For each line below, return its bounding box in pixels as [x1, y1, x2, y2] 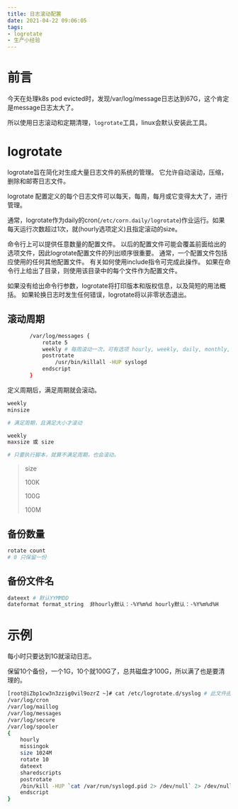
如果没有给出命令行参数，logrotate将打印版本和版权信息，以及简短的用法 [7, 282, 220, 290]
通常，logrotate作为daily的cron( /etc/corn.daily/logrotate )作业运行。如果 [7, 216, 225, 224]
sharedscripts [20, 769, 62, 776]
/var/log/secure [7, 716, 55, 724]
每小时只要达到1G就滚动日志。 [7, 652, 96, 661]
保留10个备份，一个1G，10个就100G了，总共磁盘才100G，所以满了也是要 [7, 667, 219, 676]
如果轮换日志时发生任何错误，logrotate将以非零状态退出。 [21, 290, 191, 299]
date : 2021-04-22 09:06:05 [7, 17, 87, 24]
